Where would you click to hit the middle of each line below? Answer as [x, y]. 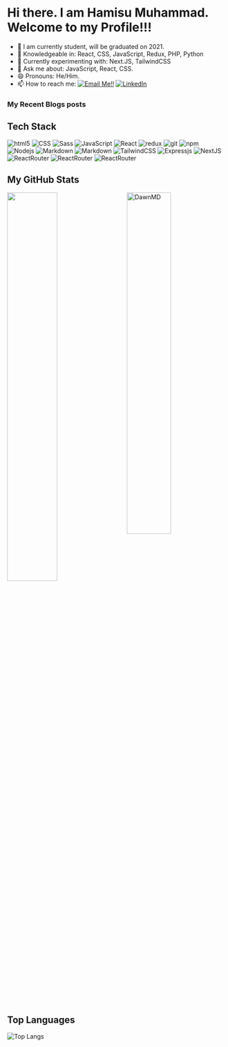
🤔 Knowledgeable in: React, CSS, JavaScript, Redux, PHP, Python [110, 54]
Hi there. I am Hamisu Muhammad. [108, 13]
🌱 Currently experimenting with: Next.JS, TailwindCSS [94, 61]
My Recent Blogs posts [47, 104]
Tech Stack [32, 127]
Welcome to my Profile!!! [79, 27]
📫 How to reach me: [47, 84]
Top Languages [41, 1020]
